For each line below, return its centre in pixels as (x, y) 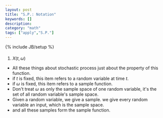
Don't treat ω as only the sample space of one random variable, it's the (84, 89)
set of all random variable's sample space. (55, 94)
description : (19, 24)
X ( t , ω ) (19, 58)
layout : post (19, 10)
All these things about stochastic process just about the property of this (85, 68)
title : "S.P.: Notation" (31, 14)
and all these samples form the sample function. (61, 110)
